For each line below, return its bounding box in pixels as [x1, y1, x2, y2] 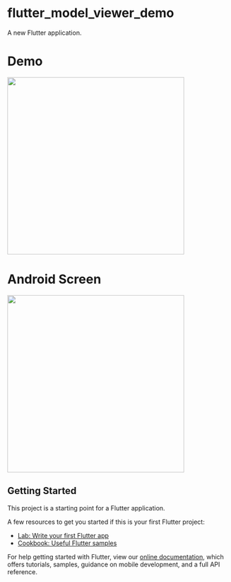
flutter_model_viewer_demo [7, 5, 174, 21]
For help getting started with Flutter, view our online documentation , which [7, 552, 225, 561]
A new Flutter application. [7, 28, 82, 37]
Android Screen [7, 272, 102, 288]
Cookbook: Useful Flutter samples [17, 539, 117, 547]
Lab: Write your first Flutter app [17, 531, 109, 539]
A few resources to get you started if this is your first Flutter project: [7, 517, 205, 526]
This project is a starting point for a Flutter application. [7, 503, 165, 512]
